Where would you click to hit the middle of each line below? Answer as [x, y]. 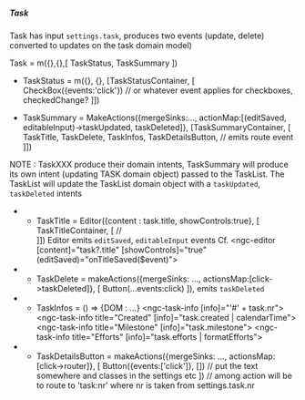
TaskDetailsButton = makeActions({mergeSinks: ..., [132, 356]
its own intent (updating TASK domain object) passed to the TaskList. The [147, 174]
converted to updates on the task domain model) [101, 45]
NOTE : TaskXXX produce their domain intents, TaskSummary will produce [149, 164]
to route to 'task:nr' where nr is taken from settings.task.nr [145, 385]
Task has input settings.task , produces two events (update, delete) [137, 36]
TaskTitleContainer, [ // [79, 230]
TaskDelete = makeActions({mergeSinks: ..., [119, 279]
